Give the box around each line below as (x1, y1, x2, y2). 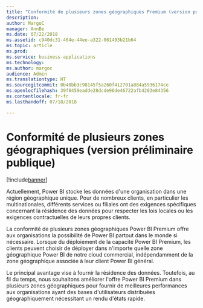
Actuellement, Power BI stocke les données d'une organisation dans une (6, 188, 187, 195)
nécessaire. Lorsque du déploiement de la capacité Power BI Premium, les (6, 238, 192, 245)
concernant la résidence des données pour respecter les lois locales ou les (6, 207, 193, 214)
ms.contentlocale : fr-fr (6, 93, 69, 99)
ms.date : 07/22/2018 (6, 31, 59, 38)
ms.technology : (6, 59, 45, 65)
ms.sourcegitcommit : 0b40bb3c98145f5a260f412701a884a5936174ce (6, 82, 169, 88)
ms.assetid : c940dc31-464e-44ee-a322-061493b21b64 (6, 37, 137, 43)
